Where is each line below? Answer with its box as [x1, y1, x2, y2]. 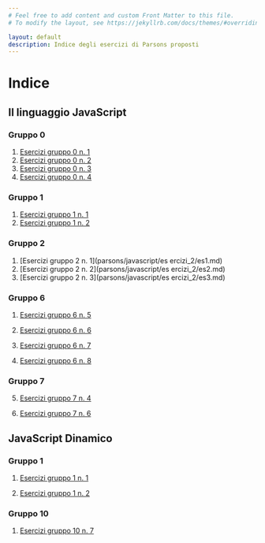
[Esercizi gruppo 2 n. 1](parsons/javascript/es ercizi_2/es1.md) [19, 255, 223, 265]
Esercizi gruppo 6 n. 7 [19, 340, 91, 351]
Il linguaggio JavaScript [8, 106, 127, 119]
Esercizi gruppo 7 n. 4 [19, 393, 92, 403]
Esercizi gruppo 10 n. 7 [19, 526, 95, 536]
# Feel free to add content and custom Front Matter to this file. [8, 11, 235, 20]
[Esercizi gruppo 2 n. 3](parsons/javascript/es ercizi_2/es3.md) [19, 273, 226, 282]
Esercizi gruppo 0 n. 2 [19, 155, 92, 166]
